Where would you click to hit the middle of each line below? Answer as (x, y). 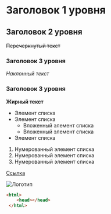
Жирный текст (25, 101)
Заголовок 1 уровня (56, 10)
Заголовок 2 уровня (44, 32)
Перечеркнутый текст (33, 46)
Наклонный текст (28, 74)
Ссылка (16, 172)
